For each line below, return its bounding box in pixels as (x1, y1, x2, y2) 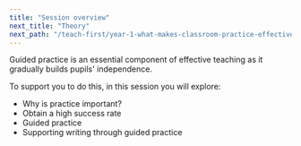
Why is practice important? (21, 99, 123, 109)
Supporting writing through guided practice (21, 127, 183, 138)
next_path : (9, 30, 50, 39)
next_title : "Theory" (9, 21, 90, 30)
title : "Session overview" (9, 13, 110, 22)
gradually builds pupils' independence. (9, 64, 152, 74)
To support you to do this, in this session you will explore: (9, 82, 221, 92)
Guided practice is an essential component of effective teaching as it (9, 55, 263, 65)
